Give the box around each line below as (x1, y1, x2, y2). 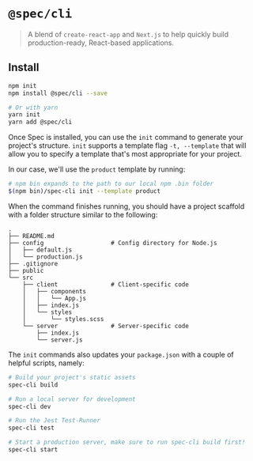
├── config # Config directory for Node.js (8, 239, 217, 247)
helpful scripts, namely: (8, 358, 85, 368)
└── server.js (36, 335, 83, 344)
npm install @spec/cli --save (8, 89, 108, 97)
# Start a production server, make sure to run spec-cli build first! (8, 438, 246, 447)
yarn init (8, 111, 41, 119)
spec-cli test (8, 424, 55, 433)
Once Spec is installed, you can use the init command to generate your (8, 133, 244, 142)
